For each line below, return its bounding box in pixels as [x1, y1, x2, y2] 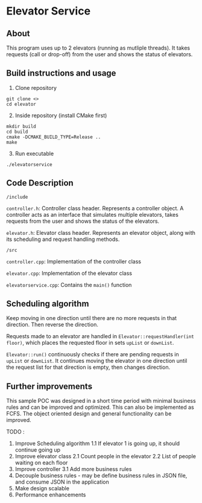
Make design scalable [14, 485, 69, 492]
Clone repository [14, 84, 57, 91]
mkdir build [6, 123, 36, 129]
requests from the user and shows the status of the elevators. [6, 217, 160, 225]
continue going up [14, 446, 61, 453]
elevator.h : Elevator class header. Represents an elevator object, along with [6, 229, 196, 236]
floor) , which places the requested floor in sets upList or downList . [6, 339, 174, 347]
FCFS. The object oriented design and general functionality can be [6, 410, 172, 417]
